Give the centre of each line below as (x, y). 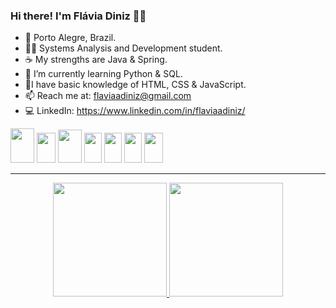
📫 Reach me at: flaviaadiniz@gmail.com (108, 96)
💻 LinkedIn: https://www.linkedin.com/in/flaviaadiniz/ (135, 111)
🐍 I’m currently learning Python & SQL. (103, 74)
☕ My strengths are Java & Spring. (96, 60)
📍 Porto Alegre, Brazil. (70, 38)
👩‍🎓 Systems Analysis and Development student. (123, 48)
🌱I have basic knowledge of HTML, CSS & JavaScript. (135, 85)
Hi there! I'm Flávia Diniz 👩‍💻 (78, 16)
